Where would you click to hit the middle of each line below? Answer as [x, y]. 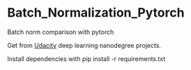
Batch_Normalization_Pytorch [96, 13]
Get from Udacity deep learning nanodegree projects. [84, 45]
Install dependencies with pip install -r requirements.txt [86, 59]
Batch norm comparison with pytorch [61, 32]
